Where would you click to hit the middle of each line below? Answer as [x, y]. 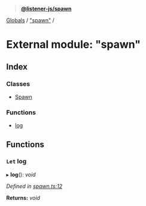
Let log [16, 162]
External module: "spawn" [74, 45]
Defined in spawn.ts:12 [34, 186]
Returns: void [23, 198]
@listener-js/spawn [46, 9]
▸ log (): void [21, 174]
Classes [18, 83]
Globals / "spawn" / [31, 20]
